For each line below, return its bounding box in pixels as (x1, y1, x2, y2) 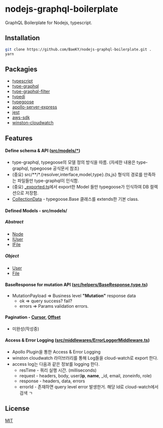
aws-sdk (12, 114, 30, 121)
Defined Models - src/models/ (5, 208, 67, 214)
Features (5, 134, 33, 142)
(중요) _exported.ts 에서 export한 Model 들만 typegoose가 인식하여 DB (12, 184, 149, 189)
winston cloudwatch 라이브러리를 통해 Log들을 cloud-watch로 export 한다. (12, 355, 159, 361)
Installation (5, 34, 40, 42)
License (5, 404, 30, 413)
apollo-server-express (12, 104, 58, 110)
